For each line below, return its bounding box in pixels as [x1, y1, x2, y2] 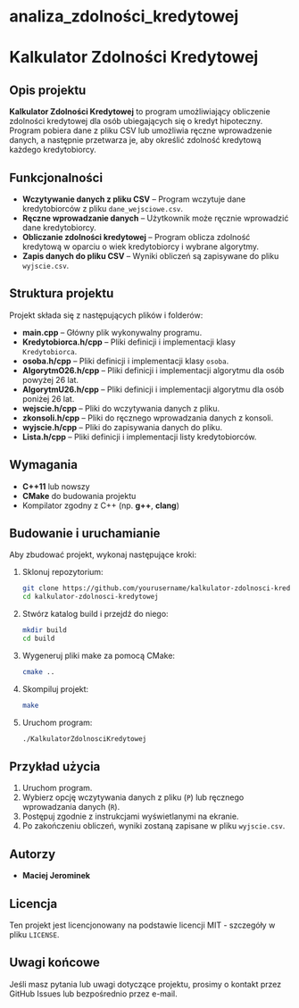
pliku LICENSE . [9, 929, 60, 939]
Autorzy [9, 846, 56, 862]
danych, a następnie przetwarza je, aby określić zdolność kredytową [9, 135, 262, 146]
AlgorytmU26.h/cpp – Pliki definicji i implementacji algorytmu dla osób [21, 384, 285, 395]
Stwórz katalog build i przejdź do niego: [21, 609, 169, 620]
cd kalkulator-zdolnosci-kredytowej [21, 592, 159, 602]
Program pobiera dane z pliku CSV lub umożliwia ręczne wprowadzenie [9, 125, 272, 136]
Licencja [9, 896, 58, 912]
